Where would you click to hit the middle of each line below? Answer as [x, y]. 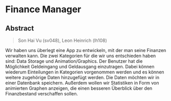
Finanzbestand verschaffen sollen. [42, 94]
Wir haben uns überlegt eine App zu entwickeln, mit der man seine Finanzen [86, 50]
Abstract [20, 28]
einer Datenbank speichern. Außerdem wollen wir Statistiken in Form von [82, 83]
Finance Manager [43, 9]
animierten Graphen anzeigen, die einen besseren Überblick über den [79, 88]
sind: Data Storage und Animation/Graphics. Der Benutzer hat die [74, 61]
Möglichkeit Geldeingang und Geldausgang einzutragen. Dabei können [80, 67]
